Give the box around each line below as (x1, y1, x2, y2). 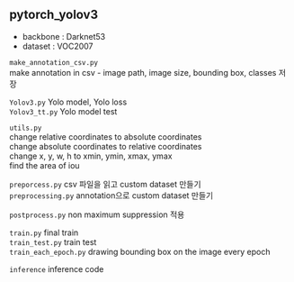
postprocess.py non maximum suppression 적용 (9, 209, 185, 220)
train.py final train (9, 227, 79, 238)
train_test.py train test (9, 236, 97, 247)
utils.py (9, 123, 42, 132)
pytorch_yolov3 (9, 7, 99, 23)
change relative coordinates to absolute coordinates (9, 131, 202, 142)
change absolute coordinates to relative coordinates (9, 141, 202, 151)
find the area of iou (9, 159, 80, 170)
